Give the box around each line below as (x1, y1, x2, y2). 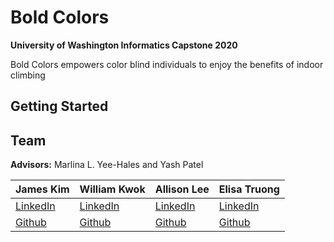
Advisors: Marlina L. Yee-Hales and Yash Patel (10, 159, 204, 171)
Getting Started (10, 98, 109, 115)
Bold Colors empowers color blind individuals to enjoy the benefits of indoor (10, 58, 324, 70)
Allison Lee (154, 182, 210, 196)
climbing (10, 69, 46, 81)
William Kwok (79, 182, 146, 196)
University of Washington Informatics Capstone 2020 (10, 39, 238, 51)
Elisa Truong (218, 182, 280, 196)
